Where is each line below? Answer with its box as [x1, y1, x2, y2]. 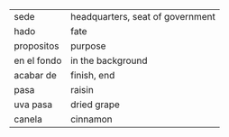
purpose [70, 40, 106, 52]
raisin [70, 84, 95, 96]
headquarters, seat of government [70, 11, 216, 23]
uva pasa [14, 98, 53, 111]
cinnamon [70, 113, 113, 125]
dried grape [70, 98, 120, 111]
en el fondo [14, 54, 62, 67]
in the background [70, 54, 148, 67]
